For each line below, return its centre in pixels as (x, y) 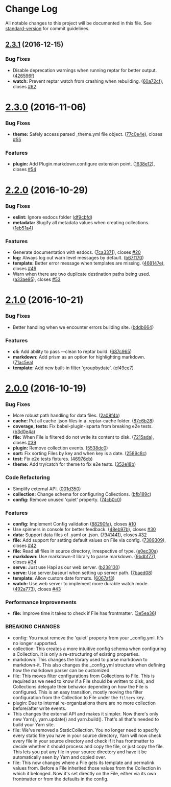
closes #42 (25, 546)
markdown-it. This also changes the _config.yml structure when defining (89, 665)
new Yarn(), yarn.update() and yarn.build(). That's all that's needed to (86, 719)
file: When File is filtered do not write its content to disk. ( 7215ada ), (83, 437)
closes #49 (25, 269)
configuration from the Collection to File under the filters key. (79, 697)
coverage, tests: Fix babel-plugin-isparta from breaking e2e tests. (83, 426)
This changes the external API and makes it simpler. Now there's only (86, 713)
